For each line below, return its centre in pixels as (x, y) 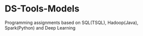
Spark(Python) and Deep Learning (40, 27)
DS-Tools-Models (42, 9)
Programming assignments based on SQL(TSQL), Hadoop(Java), (71, 22)
